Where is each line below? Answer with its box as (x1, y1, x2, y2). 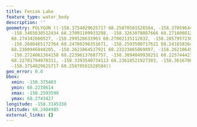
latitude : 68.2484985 (6, 107, 59, 112)
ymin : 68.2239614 (11, 85, 54, 91)
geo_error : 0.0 (6, 68, 43, 74)
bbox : (6, 74, 19, 80)
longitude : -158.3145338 (6, 101, 67, 107)
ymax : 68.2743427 (11, 95, 54, 101)
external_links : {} (6, 112, 54, 118)
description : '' (6, 19, 46, 25)
